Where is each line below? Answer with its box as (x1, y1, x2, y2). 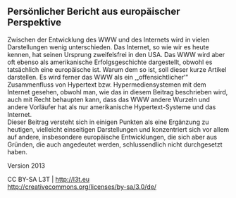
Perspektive (7, 17, 62, 29)
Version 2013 (7, 161, 46, 170)
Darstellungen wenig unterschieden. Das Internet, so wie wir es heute (7, 42, 209, 51)
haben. (7, 147, 28, 156)
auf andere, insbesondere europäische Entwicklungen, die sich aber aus (7, 132, 217, 141)
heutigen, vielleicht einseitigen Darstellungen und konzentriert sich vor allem (7, 125, 230, 133)
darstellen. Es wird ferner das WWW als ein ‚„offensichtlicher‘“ (7, 73, 189, 81)
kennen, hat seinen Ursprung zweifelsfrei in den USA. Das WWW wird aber (7, 50, 225, 58)
